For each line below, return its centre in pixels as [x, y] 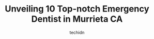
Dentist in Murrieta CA [77, 19]
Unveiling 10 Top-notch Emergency [77, 9]
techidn [77, 32]
